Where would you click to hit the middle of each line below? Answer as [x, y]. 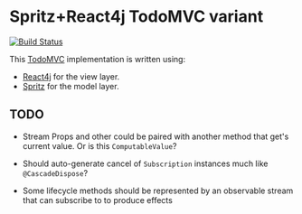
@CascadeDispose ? [55, 172]
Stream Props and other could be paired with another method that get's [156, 136]
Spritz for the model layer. [71, 86]
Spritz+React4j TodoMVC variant [137, 17]
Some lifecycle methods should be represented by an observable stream [158, 191]
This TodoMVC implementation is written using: [98, 59]
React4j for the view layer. [71, 76]
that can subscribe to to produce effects [98, 200]
